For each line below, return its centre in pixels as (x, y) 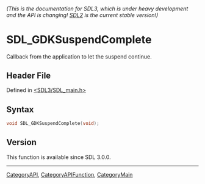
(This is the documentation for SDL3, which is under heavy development (97, 9)
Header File (29, 75)
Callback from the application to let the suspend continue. (79, 56)
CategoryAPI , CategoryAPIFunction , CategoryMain (70, 174)
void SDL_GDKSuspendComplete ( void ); (53, 124)
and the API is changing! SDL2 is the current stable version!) (82, 15)
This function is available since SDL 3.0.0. (59, 157)
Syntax (20, 109)
